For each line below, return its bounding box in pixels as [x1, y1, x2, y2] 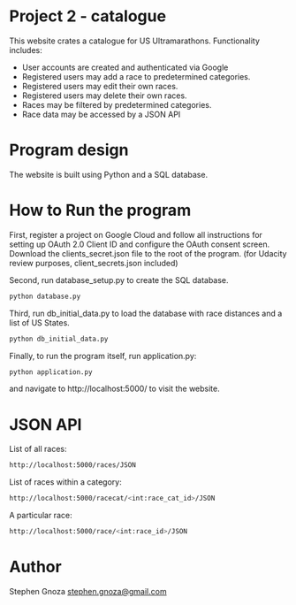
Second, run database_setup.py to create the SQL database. [9, 274, 229, 285]
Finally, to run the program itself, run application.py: [9, 350, 197, 361]
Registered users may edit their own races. [21, 80, 178, 91]
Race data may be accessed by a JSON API [21, 109, 181, 119]
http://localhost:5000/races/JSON [9, 461, 137, 470]
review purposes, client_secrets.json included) [9, 257, 178, 268]
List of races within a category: [9, 477, 122, 487]
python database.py [9, 292, 81, 301]
